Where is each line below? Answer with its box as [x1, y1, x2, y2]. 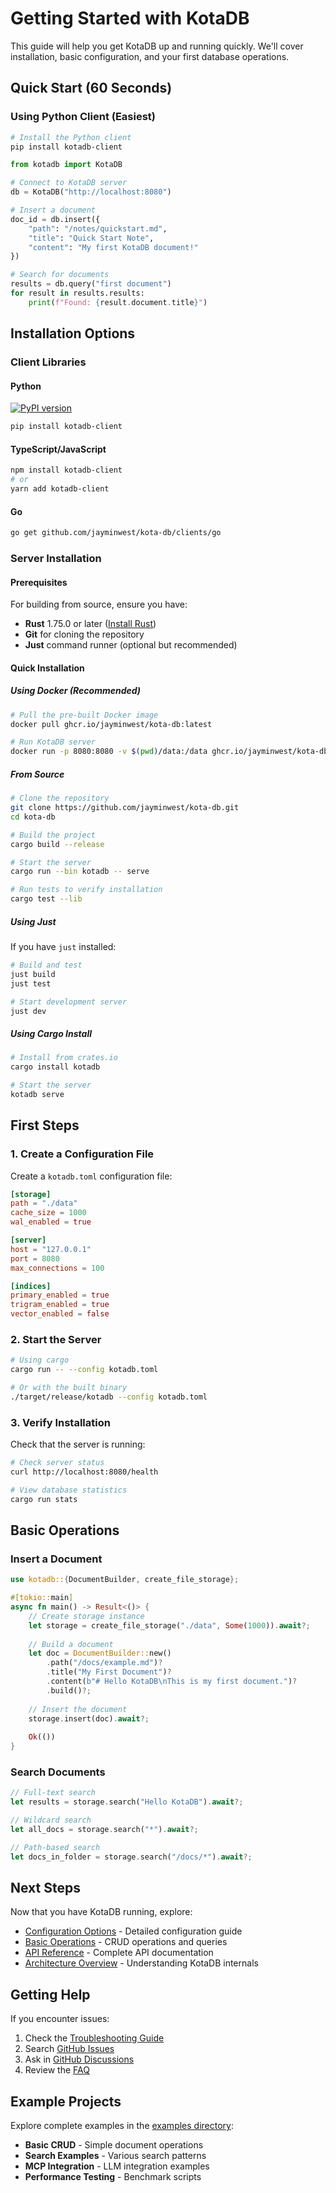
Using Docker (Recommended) [10, 685, 142, 697]
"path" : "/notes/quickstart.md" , [28, 223, 168, 234]
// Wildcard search [10, 1815, 92, 1826]
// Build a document [28, 1639, 114, 1649]
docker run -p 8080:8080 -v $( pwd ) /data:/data [10, 747, 208, 757]
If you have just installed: [10, 941, 117, 953]
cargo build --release [10, 839, 105, 849]
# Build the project [10, 830, 97, 840]
